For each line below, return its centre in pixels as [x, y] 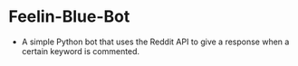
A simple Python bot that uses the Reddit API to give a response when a [155, 42]
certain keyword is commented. [81, 51]
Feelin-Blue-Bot [69, 17]
